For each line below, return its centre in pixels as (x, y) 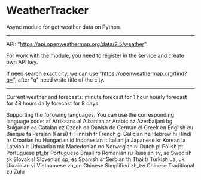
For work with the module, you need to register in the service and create (95, 55)
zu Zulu (16, 172)
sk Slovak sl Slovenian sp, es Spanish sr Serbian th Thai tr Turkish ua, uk (95, 159)
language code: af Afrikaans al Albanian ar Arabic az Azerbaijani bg (89, 121)
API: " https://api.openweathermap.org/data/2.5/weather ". (77, 44)
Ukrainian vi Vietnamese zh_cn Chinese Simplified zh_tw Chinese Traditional (100, 165)
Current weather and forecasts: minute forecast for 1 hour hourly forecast (97, 97)
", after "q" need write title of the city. (59, 80)
